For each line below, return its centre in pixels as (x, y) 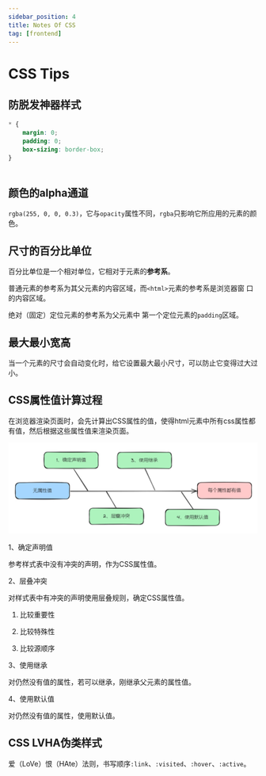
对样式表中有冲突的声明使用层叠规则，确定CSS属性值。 (99, 598)
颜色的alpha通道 (48, 193)
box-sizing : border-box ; (63, 150)
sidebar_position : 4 (42, 17)
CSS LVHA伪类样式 (55, 743)
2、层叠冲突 (28, 581)
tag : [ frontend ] (35, 33)
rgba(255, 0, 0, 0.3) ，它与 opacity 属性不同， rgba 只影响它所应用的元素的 (129, 213)
